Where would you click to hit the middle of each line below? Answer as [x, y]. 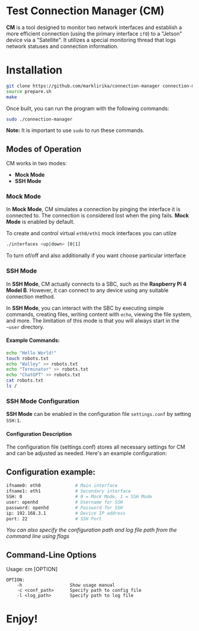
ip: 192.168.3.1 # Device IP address [66, 513]
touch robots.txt [28, 358]
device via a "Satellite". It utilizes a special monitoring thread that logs [91, 40]
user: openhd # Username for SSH [65, 502]
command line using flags [38, 536]
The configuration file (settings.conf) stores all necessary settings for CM [96, 447]
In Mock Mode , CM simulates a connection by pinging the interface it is [93, 209]
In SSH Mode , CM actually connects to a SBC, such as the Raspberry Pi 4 [96, 284]
